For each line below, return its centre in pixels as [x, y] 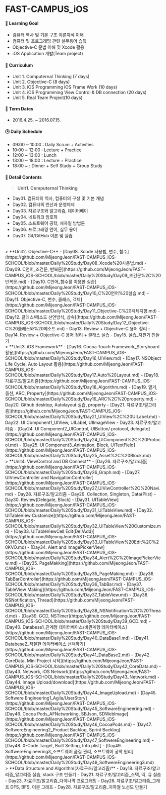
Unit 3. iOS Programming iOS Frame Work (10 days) [65, 87]
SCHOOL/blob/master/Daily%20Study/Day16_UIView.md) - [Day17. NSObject [83, 358]
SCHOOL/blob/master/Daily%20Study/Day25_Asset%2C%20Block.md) [78, 456]
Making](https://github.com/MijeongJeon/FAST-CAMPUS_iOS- [91, 590]
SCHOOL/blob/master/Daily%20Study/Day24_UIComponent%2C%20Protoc [83, 440]
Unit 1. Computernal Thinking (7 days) [51, 76]
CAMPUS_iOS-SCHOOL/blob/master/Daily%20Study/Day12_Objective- [77, 323]
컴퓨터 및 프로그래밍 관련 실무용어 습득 [49, 41]
